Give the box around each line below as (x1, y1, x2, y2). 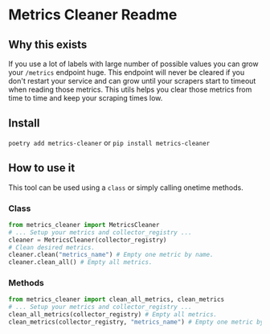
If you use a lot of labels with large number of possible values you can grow (8, 59, 259, 68)
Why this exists (8, 38, 88, 52)
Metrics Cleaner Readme (8, 6, 178, 24)
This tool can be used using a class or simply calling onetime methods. (8, 183, 243, 192)
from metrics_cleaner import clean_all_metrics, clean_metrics (8, 295, 225, 303)
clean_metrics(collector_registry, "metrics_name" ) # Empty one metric (8, 318, 253, 327)
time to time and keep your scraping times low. (8, 93, 163, 102)
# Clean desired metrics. (8, 243, 95, 251)
